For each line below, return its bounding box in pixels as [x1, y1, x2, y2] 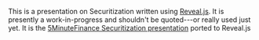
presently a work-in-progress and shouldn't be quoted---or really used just [8, 15, 251, 24]
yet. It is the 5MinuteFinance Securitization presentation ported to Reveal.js [8, 24, 251, 32]
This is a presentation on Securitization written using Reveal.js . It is [8, 7, 224, 16]
